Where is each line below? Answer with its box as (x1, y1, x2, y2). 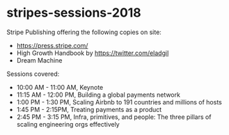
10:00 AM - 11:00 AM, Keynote (16, 83, 104, 91)
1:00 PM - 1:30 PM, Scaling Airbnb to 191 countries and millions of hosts (16, 97, 222, 106)
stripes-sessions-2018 (6, 5, 142, 21)
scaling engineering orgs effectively (16, 120, 120, 128)
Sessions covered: (6, 70, 60, 78)
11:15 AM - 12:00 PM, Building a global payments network (16, 90, 180, 99)
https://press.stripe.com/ (16, 41, 88, 49)
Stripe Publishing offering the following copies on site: (6, 28, 161, 36)
